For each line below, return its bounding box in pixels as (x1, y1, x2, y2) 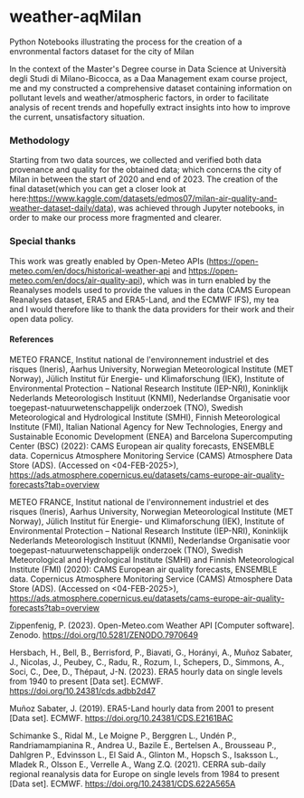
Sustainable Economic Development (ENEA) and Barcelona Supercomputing (9, 431, 293, 442)
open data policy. (9, 313, 74, 324)
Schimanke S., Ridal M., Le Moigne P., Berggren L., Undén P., (9, 730, 237, 741)
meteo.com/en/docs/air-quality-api (9, 274, 140, 286)
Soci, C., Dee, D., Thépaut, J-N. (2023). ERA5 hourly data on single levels (9, 666, 283, 677)
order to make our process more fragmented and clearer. (9, 213, 222, 223)
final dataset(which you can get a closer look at (9, 184, 186, 195)
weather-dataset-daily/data (9, 203, 111, 214)
